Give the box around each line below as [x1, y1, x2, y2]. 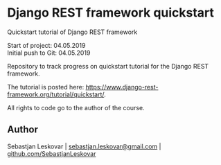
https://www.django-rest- [85, 82, 159, 91]
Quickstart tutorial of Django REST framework [7, 28, 138, 36]
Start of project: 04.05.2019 [7, 41, 86, 49]
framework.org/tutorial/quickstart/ [7, 90, 105, 98]
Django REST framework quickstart [7, 5, 215, 21]
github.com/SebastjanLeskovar [7, 149, 96, 157]
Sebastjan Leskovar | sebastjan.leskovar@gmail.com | [7, 142, 161, 150]
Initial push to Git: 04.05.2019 [7, 49, 91, 57]
